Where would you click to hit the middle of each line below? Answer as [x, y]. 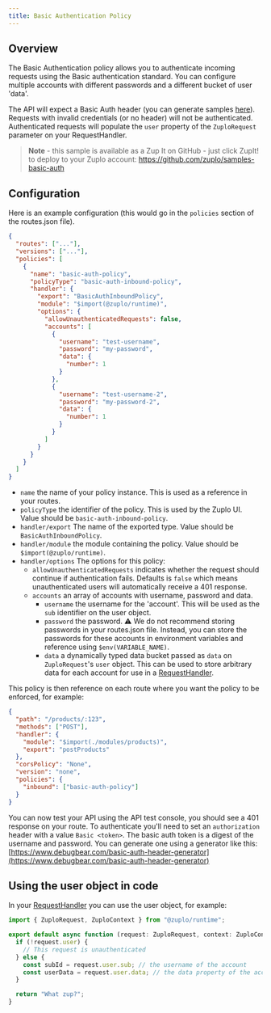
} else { [30, 957]
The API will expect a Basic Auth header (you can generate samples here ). [132, 109]
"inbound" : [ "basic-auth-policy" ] [81, 787]
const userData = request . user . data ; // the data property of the [137, 972]
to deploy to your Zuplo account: [82, 159]
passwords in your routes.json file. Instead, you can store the [146, 630]
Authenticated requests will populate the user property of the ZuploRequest [132, 127]
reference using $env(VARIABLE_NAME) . [107, 647]
